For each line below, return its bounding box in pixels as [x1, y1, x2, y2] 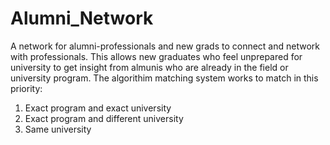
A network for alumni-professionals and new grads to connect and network [10, 40, 321, 52]
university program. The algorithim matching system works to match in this [10, 72, 319, 84]
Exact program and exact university [24, 102, 172, 114]
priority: [10, 82, 43, 94]
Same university [24, 123, 92, 135]
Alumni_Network [10, 7, 154, 30]
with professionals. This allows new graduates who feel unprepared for [10, 50, 303, 62]
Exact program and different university [24, 112, 184, 124]
